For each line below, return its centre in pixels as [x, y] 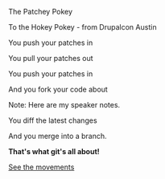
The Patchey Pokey [41, 12]
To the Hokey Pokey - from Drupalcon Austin [82, 27]
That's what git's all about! [54, 151]
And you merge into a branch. [58, 136]
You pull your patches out [51, 58]
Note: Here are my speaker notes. [64, 105]
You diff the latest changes [53, 120]
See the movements [41, 167]
